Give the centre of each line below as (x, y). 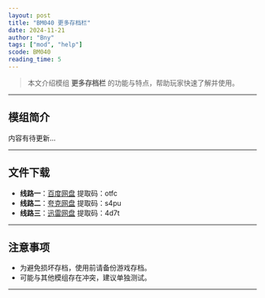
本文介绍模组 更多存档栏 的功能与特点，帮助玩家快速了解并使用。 (133, 83)
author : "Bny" (32, 37)
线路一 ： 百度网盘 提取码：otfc (69, 193)
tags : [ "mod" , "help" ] (45, 45)
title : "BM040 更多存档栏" (49, 23)
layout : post (30, 15)
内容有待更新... (32, 138)
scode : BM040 (30, 52)
